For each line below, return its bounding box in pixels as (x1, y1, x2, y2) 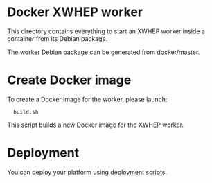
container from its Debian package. (7, 34, 108, 42)
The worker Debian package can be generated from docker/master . (7, 48, 200, 56)
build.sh (13, 108, 39, 115)
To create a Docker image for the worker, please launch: (7, 95, 168, 103)
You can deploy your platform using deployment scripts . (7, 168, 168, 176)
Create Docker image (7, 72, 132, 88)
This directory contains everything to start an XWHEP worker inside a (7, 27, 206, 35)
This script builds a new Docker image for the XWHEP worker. (7, 121, 184, 129)
